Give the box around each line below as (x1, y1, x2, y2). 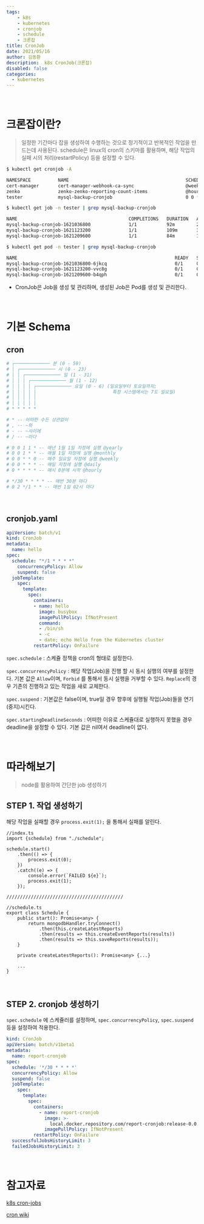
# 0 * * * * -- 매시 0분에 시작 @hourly (6, 467, 102, 474)
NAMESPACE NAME (6, 177, 69, 183)
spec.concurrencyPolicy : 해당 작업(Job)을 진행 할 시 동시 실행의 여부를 (6, 667, 178, 674)
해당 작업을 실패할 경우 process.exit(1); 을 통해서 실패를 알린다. (6, 818, 161, 825)
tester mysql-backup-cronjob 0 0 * (6, 194, 200, 200)
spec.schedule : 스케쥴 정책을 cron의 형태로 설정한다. (6, 654, 134, 662)
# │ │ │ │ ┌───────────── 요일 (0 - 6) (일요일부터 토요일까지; (6, 383, 157, 389)
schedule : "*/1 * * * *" (12, 558, 75, 564)
